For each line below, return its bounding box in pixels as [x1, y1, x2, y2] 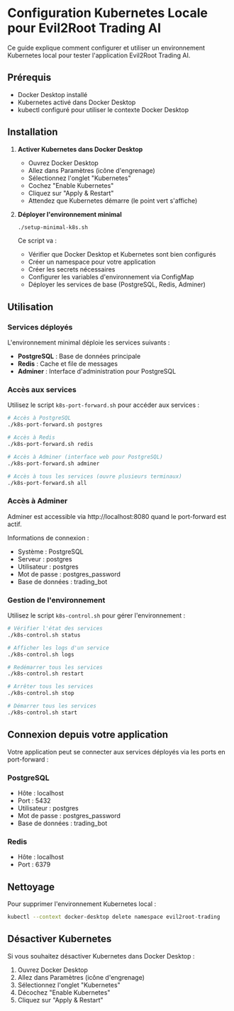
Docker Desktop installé [17, 90, 88, 99]
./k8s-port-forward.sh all [7, 479, 87, 486]
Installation [7, 126, 58, 138]
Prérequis [7, 72, 52, 84]
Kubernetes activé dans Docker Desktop [17, 98, 136, 106]
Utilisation [7, 301, 54, 313]
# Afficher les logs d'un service [7, 644, 110, 652]
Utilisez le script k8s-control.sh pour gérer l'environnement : [7, 611, 186, 620]
